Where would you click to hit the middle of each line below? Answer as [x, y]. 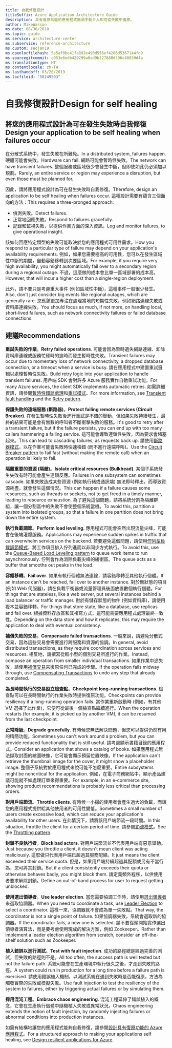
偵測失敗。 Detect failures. [40, 213]
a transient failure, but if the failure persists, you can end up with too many [84, 428]
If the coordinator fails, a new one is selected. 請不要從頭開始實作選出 [92, 922]
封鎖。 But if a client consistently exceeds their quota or [90, 867]
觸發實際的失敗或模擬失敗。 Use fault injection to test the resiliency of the [82, 983]
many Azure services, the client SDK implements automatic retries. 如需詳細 [85, 386]
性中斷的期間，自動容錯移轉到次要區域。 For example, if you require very [81, 260]
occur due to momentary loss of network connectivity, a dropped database [84, 361]
